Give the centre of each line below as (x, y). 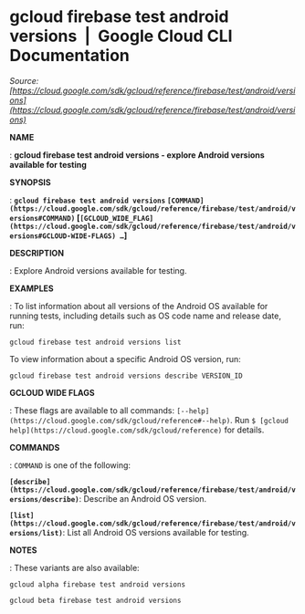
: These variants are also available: (74, 567)
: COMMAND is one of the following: (70, 465)
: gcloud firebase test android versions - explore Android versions (137, 155)
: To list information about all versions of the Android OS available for (139, 306)
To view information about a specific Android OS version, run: (126, 359)
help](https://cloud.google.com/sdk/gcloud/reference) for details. (137, 430)
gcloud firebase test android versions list (95, 342)
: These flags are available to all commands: (92, 410)
